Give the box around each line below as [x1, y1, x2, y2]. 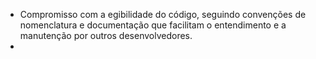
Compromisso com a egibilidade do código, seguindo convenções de [19, 9, 307, 20]
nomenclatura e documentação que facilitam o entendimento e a [19, 19, 287, 31]
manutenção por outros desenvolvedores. [19, 30, 193, 41]
